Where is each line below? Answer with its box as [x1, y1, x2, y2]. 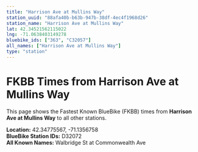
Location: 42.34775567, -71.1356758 [6, 126, 99, 133]
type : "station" [6, 49, 48, 55]
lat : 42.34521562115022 [6, 26, 67, 32]
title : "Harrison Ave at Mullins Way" [6, 9, 105, 15]
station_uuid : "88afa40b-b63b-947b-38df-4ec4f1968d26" [6, 15, 149, 21]
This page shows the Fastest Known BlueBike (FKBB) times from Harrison [6, 108, 192, 115]
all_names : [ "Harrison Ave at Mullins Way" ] [6, 43, 121, 49]
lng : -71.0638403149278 [6, 32, 67, 38]
